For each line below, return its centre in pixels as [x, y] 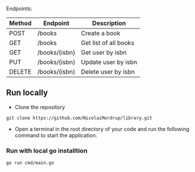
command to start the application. [56, 135]
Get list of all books [108, 43]
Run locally [27, 93]
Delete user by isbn [108, 72]
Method [20, 23]
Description [109, 23]
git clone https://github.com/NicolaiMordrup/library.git [79, 118]
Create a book [100, 33]
